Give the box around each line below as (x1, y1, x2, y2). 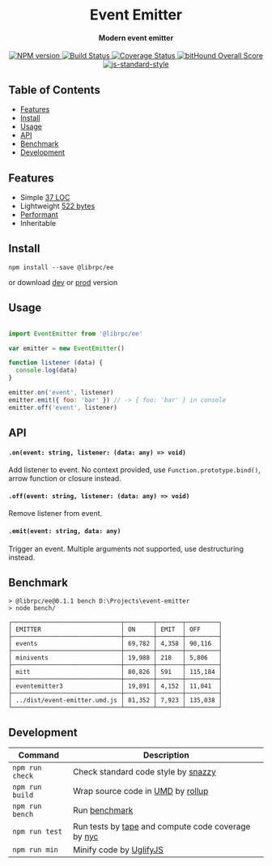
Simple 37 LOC (19, 193, 70, 203)
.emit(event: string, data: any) (8, 527, 121, 535)
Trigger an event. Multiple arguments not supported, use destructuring (8, 544, 244, 553)
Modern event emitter (98, 32, 174, 42)
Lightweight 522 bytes (19, 201, 96, 211)
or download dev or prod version (8, 277, 118, 287)
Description (142, 749, 189, 761)
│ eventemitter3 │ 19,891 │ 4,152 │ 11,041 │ (8, 682, 223, 690)
